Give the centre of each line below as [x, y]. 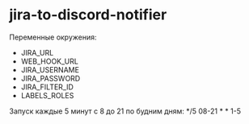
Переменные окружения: [53, 37]
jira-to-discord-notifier [88, 15]
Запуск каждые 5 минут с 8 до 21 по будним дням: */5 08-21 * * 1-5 [125, 111]
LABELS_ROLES [47, 95]
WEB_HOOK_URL [50, 61]
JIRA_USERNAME [50, 69]
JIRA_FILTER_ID [47, 87]
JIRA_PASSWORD [51, 78]
